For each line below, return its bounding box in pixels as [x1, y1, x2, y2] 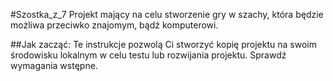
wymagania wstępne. [10, 60, 98, 71]
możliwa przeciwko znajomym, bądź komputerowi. [10, 19, 219, 31]
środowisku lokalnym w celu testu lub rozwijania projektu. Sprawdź [10, 49, 287, 61]
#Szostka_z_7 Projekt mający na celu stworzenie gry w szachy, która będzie [10, 9, 324, 20]
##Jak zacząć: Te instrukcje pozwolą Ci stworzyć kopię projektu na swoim [10, 39, 317, 50]
